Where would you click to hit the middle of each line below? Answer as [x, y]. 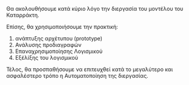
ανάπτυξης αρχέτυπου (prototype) [59, 38]
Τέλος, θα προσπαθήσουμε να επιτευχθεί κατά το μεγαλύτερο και [90, 69]
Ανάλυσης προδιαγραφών [48, 45]
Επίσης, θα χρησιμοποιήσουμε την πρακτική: [62, 27]
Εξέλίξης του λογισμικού [47, 58]
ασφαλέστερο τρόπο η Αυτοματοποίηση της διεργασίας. [77, 76]
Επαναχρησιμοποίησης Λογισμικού [59, 51]
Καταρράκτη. [23, 15]
